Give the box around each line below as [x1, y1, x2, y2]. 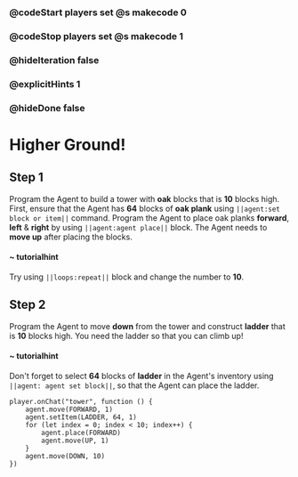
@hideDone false [9, 101, 85, 114]
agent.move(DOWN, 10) [25, 451, 105, 460]
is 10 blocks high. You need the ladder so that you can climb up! [9, 330, 244, 341]
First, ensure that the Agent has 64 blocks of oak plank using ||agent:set [9, 203, 280, 214]
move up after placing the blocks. [9, 231, 133, 242]
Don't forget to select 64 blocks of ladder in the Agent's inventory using [9, 370, 274, 381]
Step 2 [9, 297, 46, 312]
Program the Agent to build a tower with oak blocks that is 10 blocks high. [9, 193, 280, 204]
